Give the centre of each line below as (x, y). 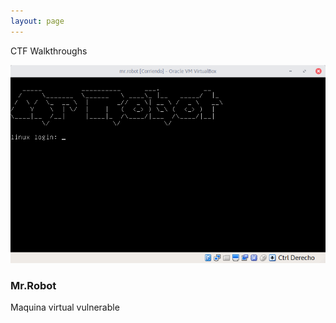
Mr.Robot (33, 285)
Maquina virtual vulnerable (65, 307)
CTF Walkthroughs (49, 51)
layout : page (37, 21)
